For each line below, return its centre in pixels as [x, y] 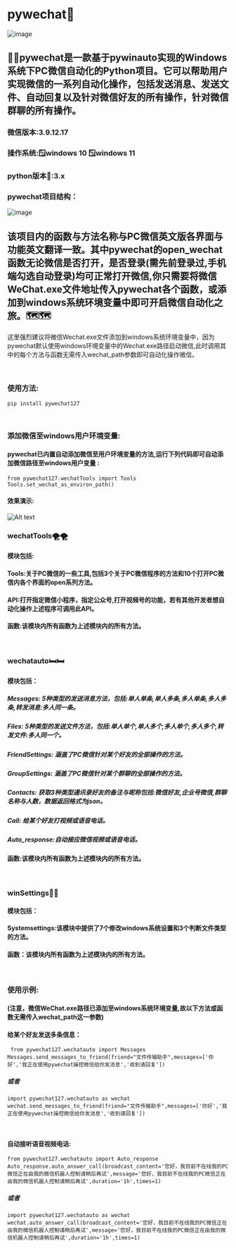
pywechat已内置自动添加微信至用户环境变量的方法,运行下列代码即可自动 [112, 455]
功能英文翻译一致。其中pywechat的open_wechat [115, 249]
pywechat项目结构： [43, 197]
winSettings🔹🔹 [33, 893]
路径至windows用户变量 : [63, 463]
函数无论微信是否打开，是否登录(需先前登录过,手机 [117, 262]
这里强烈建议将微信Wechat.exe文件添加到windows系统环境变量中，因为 [111, 337]
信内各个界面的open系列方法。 [52, 582]
